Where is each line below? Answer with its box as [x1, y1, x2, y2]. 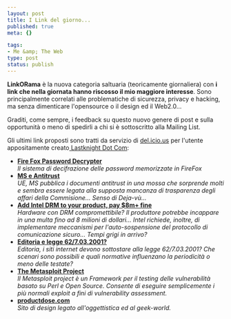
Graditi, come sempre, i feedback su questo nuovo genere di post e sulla [7, 115, 214, 124]
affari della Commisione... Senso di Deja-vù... [17, 193, 147, 202]
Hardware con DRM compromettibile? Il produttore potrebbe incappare [17, 208, 219, 216]
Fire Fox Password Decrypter [17, 157, 102, 165]
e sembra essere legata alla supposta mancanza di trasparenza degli [17, 186, 216, 194]
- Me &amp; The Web [7, 48, 63, 55]
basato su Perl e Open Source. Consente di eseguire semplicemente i [17, 281, 215, 290]
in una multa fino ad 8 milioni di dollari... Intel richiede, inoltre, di [17, 215, 200, 224]
